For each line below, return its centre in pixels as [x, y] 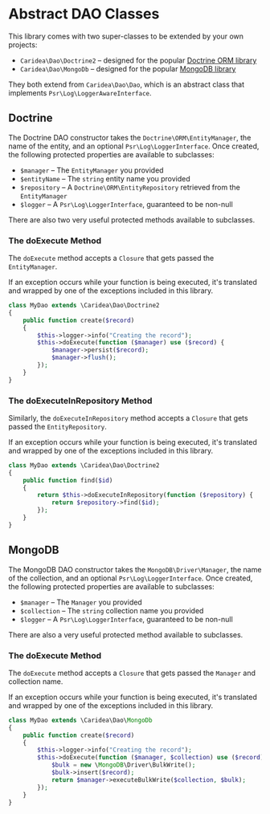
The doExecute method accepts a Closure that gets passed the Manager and [132, 673]
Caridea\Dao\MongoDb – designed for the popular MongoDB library [128, 68]
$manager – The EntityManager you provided [92, 170]
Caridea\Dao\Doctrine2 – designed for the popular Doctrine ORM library [138, 60]
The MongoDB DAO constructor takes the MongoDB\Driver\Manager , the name [135, 569]
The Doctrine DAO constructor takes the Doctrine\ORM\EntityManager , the [130, 137]
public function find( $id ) [68, 480]
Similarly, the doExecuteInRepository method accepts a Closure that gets [128, 417]
